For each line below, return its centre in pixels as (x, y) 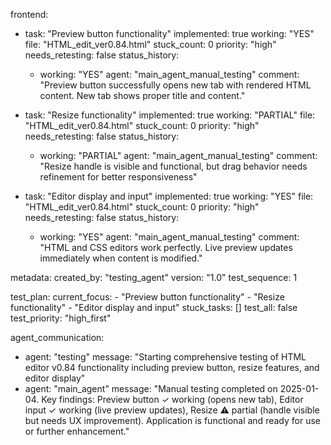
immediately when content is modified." (121, 258)
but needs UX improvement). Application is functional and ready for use (172, 420)
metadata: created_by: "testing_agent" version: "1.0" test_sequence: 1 (154, 277)
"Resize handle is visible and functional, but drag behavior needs (173, 166)
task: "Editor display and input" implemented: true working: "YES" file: (169, 196)
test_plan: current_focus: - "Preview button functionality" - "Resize (147, 297)
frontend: (29, 14)
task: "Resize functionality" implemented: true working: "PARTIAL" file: (170, 115)
